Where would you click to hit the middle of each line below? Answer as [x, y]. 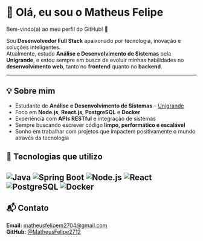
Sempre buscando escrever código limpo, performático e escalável [100, 125]
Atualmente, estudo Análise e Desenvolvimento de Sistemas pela [89, 53]
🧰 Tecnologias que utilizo [54, 157]
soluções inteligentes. [34, 47]
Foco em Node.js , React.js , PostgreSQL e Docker [78, 112]
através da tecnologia [42, 138]
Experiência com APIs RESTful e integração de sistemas [85, 118]
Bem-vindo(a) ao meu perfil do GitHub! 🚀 [57, 29]
